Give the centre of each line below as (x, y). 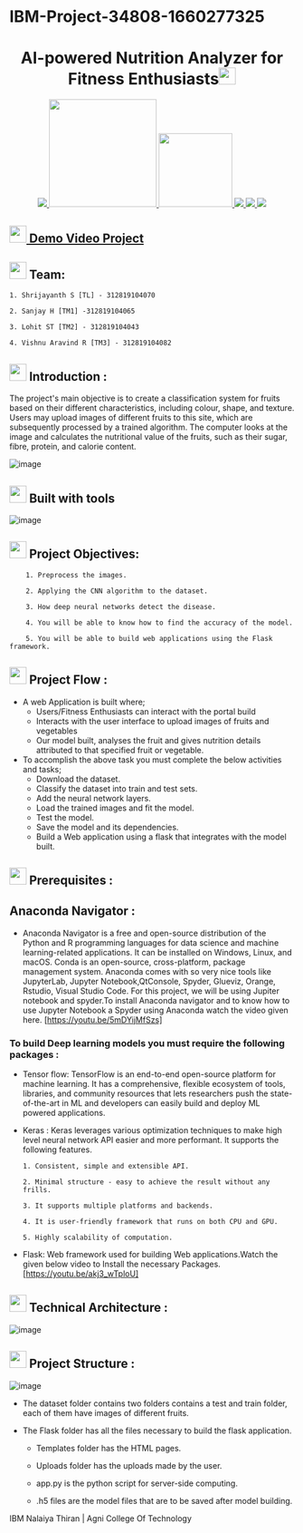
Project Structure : (82, 1364)
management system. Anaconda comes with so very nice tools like (147, 971)
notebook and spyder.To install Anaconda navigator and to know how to (156, 1000)
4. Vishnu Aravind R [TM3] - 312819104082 (90, 343)
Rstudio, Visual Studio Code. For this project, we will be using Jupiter (151, 991)
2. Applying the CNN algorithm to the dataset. (117, 591)
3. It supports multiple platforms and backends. (118, 1206)
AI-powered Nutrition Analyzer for (152, 58)
